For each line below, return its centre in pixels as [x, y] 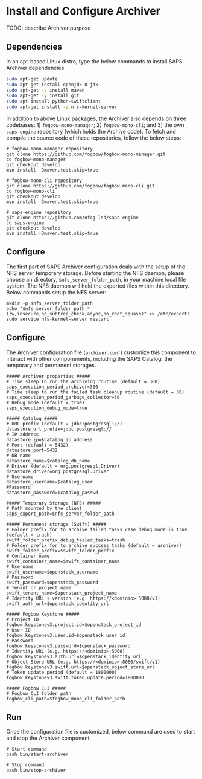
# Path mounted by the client [44, 508]
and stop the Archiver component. [49, 738]
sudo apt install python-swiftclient [54, 102]
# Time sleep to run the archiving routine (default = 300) [84, 381]
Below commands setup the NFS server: [56, 292]
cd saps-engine [25, 223]
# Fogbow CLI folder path [39, 693]
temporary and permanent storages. [51, 365]
